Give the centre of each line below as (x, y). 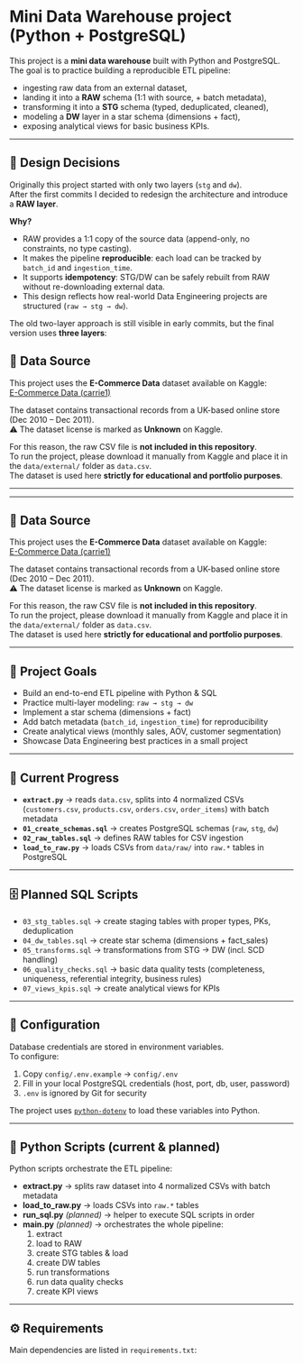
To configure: (34, 1056)
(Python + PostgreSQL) (98, 36)
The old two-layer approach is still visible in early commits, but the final (142, 323)
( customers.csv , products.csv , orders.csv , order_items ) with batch (146, 809)
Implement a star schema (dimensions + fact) (107, 712)
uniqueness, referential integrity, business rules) (112, 978)
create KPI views (67, 1292)
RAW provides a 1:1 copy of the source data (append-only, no (136, 238)
